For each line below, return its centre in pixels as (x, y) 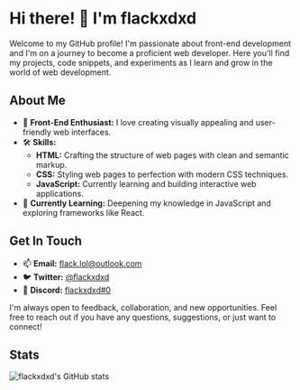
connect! (26, 326)
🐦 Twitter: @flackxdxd (66, 277)
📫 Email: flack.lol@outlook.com (82, 263)
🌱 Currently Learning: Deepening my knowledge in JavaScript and (147, 203)
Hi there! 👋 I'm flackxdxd (103, 19)
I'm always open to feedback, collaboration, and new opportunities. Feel (143, 307)
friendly (37, 132)
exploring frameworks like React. (83, 212)
